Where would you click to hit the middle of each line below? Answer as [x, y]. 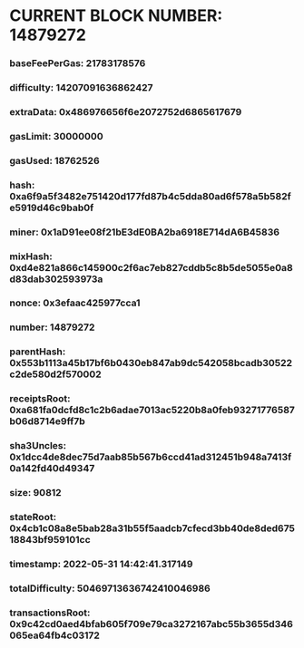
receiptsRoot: [40, 399]
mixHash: [31, 256]
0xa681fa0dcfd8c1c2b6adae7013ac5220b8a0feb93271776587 [152, 411]
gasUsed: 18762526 [54, 160]
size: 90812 [35, 493]
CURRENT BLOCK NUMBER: [116, 16]
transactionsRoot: [50, 613]
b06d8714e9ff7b [48, 421]
